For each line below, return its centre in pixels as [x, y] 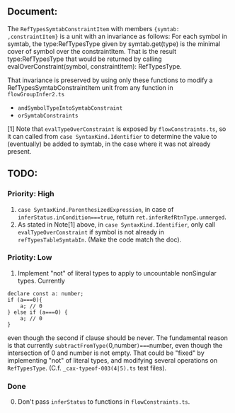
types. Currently [41, 281]
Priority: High [31, 194]
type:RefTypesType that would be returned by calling [85, 59]
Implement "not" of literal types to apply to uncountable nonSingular [117, 273]
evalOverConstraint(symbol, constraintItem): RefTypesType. [94, 66]
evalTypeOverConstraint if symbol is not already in [91, 232]
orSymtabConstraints [48, 115]
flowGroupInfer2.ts [36, 94]
